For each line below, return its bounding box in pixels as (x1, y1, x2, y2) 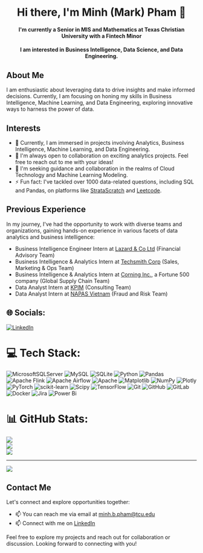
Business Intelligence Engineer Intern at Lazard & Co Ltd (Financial (14, 245, 181, 252)
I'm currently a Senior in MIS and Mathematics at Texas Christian (18, 25, 185, 33)
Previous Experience (6, 204, 86, 214)
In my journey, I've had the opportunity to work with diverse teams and (6, 220, 182, 228)
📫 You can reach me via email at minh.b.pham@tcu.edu (14, 511, 155, 518)
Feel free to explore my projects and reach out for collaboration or (6, 534, 170, 541)
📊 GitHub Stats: (6, 412, 89, 426)
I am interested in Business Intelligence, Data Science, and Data (20, 46, 183, 53)
